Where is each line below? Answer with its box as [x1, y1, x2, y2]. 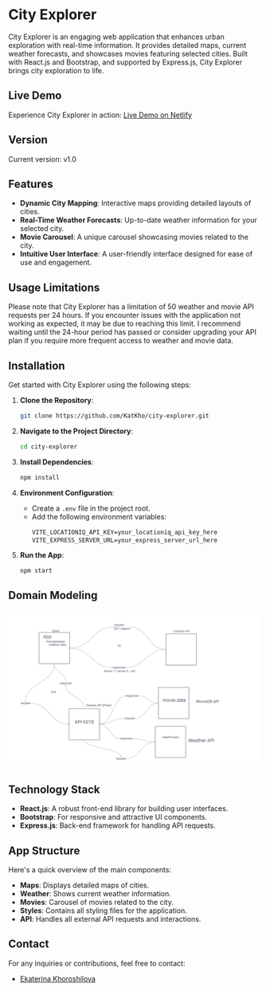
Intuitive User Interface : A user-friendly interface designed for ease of [19, 249, 253, 259]
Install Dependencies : [19, 456, 94, 467]
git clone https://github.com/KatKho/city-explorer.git [19, 412, 209, 420]
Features [8, 177, 53, 190]
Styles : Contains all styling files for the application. [19, 906, 187, 915]
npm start [19, 566, 53, 574]
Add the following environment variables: [31, 511, 167, 521]
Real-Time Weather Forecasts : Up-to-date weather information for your [19, 215, 257, 225]
